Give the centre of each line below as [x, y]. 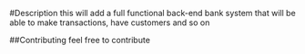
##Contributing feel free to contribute [80, 40]
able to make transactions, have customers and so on [110, 22]
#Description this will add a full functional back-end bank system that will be [152, 13]
